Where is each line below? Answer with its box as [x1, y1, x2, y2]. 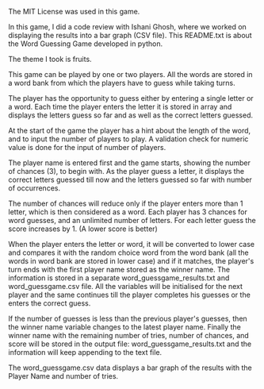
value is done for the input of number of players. [8, 143, 166, 152]
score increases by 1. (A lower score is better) [8, 224, 159, 233]
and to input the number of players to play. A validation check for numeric [8, 134, 249, 144]
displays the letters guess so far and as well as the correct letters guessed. [8, 110, 254, 120]
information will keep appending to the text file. [8, 348, 163, 356]
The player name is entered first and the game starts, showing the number [8, 158, 251, 168]
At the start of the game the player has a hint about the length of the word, [8, 126, 251, 135]
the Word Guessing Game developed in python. [8, 39, 163, 48]
